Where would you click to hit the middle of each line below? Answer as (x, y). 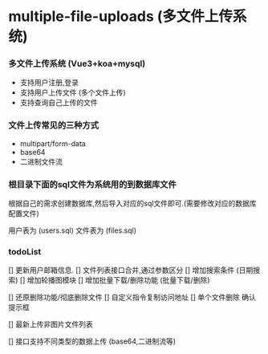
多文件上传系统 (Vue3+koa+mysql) (77, 63)
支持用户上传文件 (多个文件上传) (73, 92)
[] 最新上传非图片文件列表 (51, 324)
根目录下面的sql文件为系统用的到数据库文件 (92, 184)
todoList (25, 252)
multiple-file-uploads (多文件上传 (121, 16)
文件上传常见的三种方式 (53, 125)
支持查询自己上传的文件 (59, 103)
